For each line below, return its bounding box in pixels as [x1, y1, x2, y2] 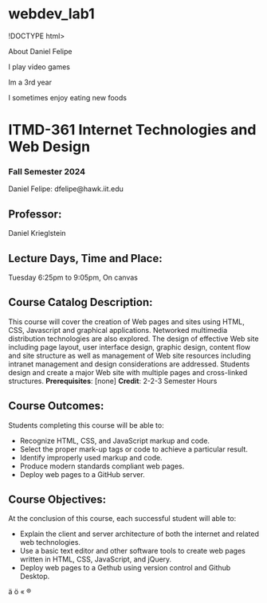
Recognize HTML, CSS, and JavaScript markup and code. [19, 436, 210, 445]
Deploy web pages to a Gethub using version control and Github [19, 563, 231, 573]
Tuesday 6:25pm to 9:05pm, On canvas [8, 272, 138, 283]
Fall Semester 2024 [8, 166, 86, 178]
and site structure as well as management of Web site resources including [8, 350, 251, 360]
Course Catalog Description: [8, 296, 153, 309]
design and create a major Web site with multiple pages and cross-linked [8, 367, 248, 377]
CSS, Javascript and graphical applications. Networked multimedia [8, 325, 228, 335]
